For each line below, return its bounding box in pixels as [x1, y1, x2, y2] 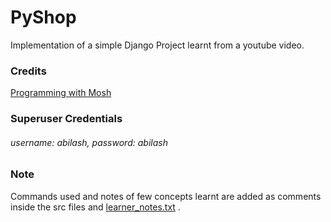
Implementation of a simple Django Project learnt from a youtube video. [10, 39, 305, 51]
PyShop [10, 6, 77, 29]
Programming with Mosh [10, 87, 112, 99]
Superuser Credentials [10, 112, 123, 126]
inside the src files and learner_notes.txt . [10, 201, 181, 213]
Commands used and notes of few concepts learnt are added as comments [10, 190, 322, 202]
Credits [10, 64, 47, 78]
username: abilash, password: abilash [10, 136, 168, 148]
